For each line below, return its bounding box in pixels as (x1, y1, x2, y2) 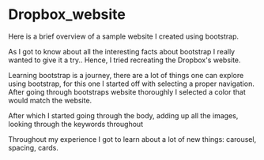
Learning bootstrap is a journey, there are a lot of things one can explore (8, 70, 244, 80)
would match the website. (8, 95, 92, 105)
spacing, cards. (8, 143, 59, 152)
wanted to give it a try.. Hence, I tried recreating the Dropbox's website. (8, 55, 241, 65)
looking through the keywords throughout (8, 119, 144, 128)
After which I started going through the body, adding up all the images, (8, 110, 239, 120)
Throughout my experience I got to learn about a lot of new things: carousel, (8, 134, 257, 143)
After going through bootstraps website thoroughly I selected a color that (8, 87, 247, 96)
